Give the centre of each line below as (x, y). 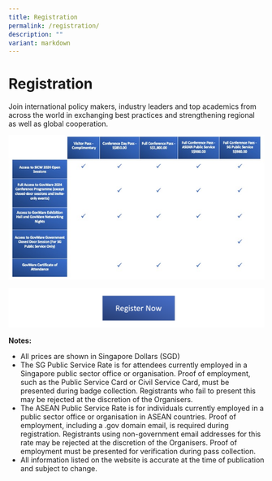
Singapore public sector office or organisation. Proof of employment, (135, 373)
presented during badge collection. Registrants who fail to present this (138, 391)
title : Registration (43, 17)
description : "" (36, 34)
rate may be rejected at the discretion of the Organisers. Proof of (129, 442)
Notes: (20, 340)
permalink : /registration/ (54, 26)
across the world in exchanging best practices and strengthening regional (132, 115)
